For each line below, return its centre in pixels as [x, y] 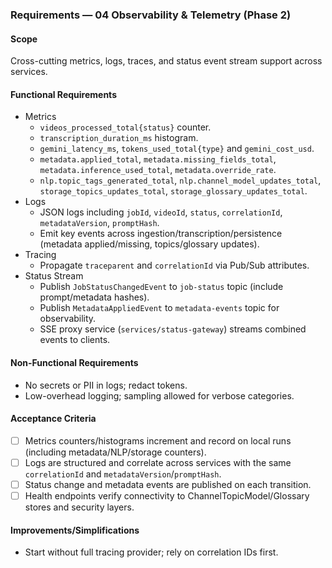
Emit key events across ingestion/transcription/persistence [161, 234]
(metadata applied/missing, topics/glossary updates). [149, 244]
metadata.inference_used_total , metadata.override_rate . [158, 170]
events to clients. [75, 340]
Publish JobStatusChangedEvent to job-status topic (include [161, 287]
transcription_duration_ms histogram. [119, 138]
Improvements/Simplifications [75, 530]
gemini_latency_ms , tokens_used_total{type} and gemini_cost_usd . [177, 149]
